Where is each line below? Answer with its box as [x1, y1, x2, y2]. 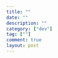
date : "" [6, 14, 28, 21]
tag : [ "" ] [6, 31, 31, 37]
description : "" [6, 20, 47, 26]
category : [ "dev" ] [6, 25, 53, 32]
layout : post [6, 43, 39, 49]
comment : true [6, 37, 42, 43]
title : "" [6, 8, 31, 15]
